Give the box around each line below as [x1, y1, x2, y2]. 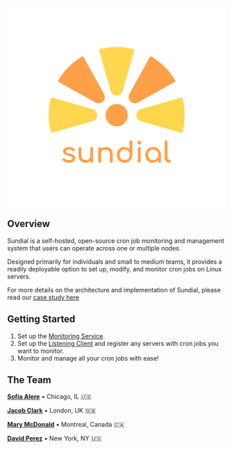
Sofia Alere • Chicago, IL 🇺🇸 [7, 393, 92, 401]
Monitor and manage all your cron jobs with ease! [17, 354, 159, 362]
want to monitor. [17, 347, 65, 355]
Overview [7, 218, 51, 230]
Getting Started [7, 313, 76, 325]
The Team [7, 375, 52, 386]
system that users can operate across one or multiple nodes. [7, 244, 181, 252]
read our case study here [7, 293, 80, 301]
